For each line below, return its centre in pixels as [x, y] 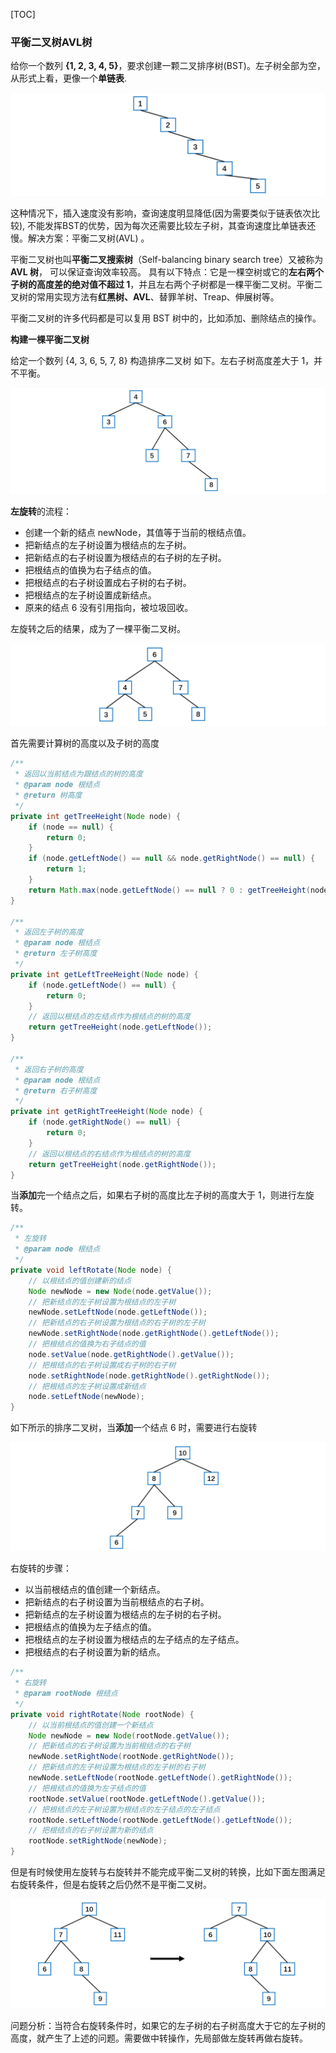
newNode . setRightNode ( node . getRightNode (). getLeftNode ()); [154, 1334]
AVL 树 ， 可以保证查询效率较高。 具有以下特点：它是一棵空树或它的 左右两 [162, 271]
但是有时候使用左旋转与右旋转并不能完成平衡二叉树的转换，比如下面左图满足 [168, 1872]
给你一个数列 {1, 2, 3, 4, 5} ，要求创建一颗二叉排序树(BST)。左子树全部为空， [168, 66]
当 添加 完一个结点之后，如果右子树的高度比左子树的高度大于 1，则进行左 [158, 1195]
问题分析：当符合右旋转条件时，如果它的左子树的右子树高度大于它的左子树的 [168, 2025]
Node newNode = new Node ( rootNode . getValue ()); [129, 1735]
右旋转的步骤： [41, 1568]
